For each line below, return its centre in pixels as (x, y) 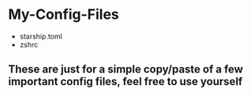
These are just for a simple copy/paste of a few (126, 70)
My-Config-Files (64, 15)
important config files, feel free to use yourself (126, 81)
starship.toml (41, 36)
